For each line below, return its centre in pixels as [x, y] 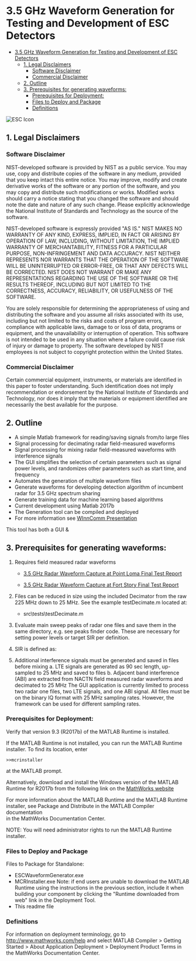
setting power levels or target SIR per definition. [72, 638]
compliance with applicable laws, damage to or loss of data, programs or [94, 327]
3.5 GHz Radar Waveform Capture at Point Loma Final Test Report [103, 573]
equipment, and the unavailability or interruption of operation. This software [97, 333]
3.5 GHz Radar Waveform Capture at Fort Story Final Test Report [101, 585]
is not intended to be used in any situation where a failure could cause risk [96, 339]
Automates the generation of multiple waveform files [78, 480]
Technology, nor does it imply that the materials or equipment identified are [97, 398]
